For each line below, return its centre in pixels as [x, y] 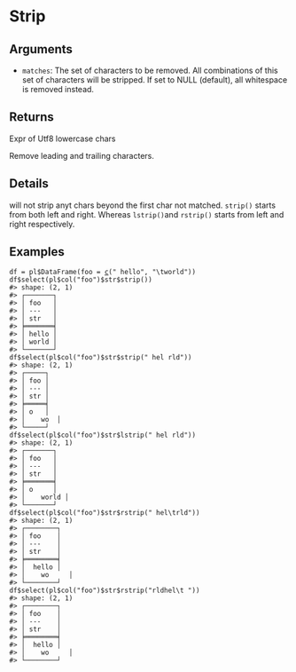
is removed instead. [58, 89]
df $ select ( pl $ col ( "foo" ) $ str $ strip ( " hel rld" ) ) [101, 358]
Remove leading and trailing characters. [82, 155]
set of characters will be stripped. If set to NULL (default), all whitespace [155, 80]
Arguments [41, 49]
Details [29, 184]
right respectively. [42, 224]
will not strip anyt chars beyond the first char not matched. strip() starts [143, 205]
